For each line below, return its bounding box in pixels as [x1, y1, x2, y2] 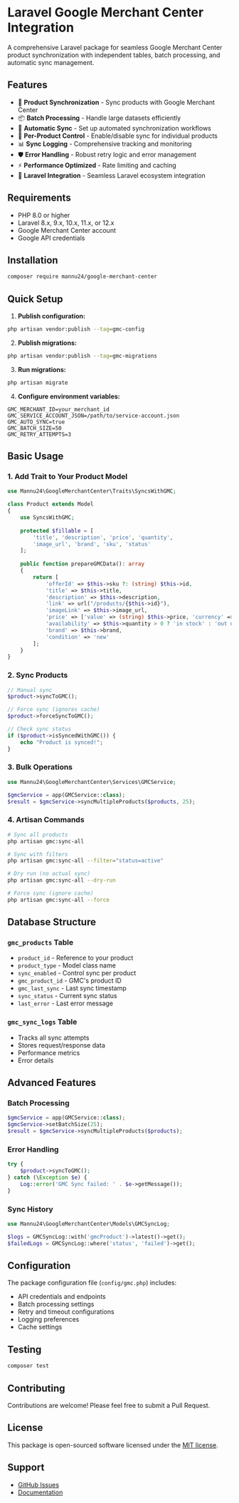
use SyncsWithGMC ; [20, 514, 75, 521]
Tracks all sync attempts [17, 1033, 90, 1042]
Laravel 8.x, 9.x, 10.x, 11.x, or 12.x [17, 218, 115, 227]
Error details [17, 1056, 54, 1065]
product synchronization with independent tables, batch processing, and [7, 51, 221, 59]
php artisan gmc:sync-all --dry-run [7, 877, 116, 884]
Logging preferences [17, 1315, 80, 1324]
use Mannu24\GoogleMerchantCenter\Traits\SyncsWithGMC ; [7, 488, 176, 495]
